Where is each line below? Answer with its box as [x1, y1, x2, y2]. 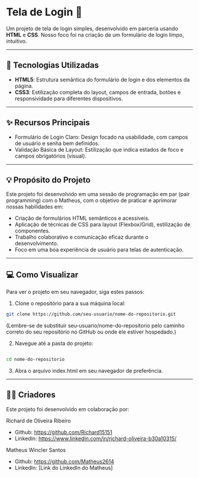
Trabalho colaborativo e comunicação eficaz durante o [14, 233, 149, 241]
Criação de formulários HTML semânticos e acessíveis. [14, 215, 150, 222]
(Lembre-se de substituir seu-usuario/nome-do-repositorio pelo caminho [6, 322, 185, 329]
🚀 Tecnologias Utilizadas [6, 60, 99, 71]
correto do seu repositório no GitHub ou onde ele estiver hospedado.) [6, 328, 176, 335]
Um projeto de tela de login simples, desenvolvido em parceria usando [6, 25, 179, 32]
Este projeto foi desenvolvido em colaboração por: [6, 405, 129, 412]
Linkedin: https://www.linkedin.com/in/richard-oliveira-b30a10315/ [14, 435, 176, 442]
